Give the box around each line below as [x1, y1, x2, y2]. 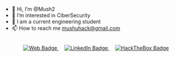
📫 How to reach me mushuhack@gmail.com [11, 25, 121, 32]
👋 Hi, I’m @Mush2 [11, 6, 55, 12]
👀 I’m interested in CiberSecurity [11, 12, 91, 19]
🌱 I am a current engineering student [11, 18, 101, 25]
